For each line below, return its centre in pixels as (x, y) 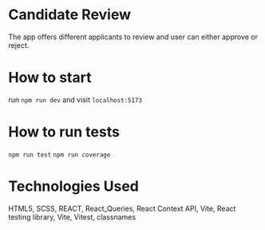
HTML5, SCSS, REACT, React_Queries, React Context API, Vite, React (122, 208)
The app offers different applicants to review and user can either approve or (133, 37)
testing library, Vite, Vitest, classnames (72, 216)
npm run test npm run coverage (59, 155)
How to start (50, 78)
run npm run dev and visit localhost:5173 (75, 99)
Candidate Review (70, 15)
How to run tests (64, 132)
